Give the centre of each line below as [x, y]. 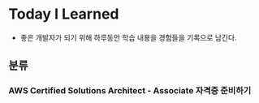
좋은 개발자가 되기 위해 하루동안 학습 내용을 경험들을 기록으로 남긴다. [128, 37]
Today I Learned [64, 14]
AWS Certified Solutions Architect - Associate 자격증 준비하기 [130, 91]
